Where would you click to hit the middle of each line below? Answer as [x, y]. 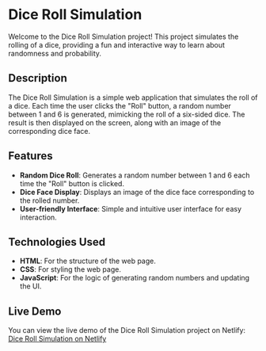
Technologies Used [57, 242]
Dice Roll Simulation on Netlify [57, 339]
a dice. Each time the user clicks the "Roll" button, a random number [120, 105]
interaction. [38, 217]
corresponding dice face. [49, 131]
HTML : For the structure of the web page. [88, 261]
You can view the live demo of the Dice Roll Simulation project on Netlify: [127, 330]
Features [30, 156]
